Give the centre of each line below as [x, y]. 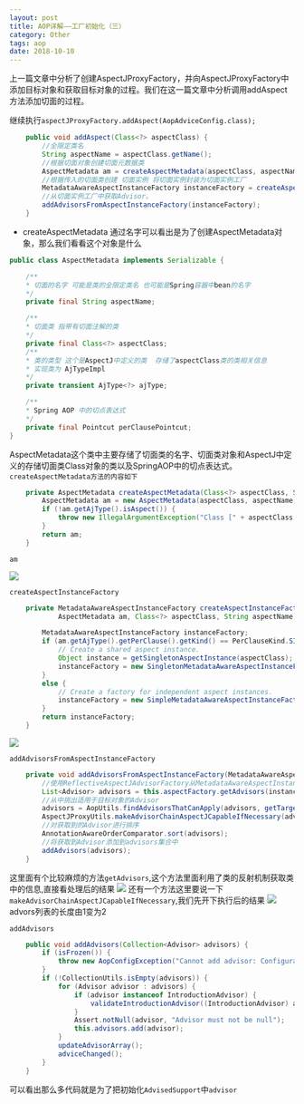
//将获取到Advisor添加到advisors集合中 [110, 842]
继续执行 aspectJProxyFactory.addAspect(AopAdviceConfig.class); [133, 121]
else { [54, 683]
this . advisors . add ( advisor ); [128, 1029]
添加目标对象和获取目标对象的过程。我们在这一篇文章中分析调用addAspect [148, 90]
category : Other [40, 34]
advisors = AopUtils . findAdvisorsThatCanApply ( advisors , [151, 809]
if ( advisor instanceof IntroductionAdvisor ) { [165, 995]
